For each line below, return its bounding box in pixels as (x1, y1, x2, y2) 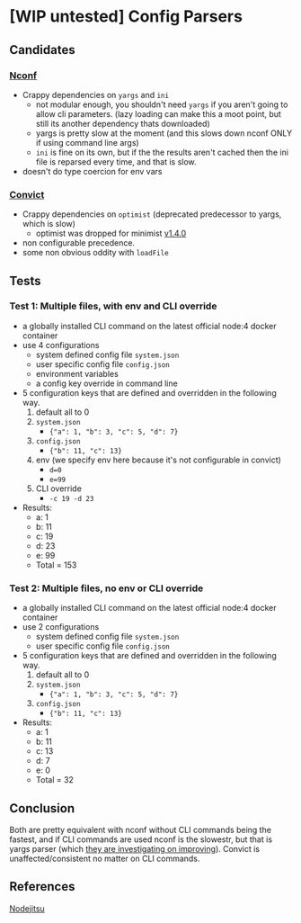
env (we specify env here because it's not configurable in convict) (35, 454, 281, 465)
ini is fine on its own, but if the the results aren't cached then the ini (35, 147, 289, 157)
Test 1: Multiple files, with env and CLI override (9, 300, 217, 312)
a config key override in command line (35, 378, 178, 389)
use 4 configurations (22, 339, 100, 350)
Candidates (9, 42, 75, 58)
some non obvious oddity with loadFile (22, 247, 169, 258)
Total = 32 (35, 775, 75, 785)
